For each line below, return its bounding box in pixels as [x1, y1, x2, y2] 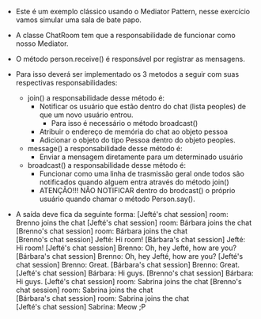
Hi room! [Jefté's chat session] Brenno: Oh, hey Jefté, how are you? [15, 243, 237, 253]
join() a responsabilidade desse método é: [27, 93, 165, 102]
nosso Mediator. [15, 39, 69, 48]
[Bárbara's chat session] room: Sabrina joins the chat [15, 294, 190, 303]
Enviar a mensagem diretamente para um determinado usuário [39, 152, 244, 161]
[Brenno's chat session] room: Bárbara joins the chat [15, 226, 188, 236]
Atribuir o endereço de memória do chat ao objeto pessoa [39, 127, 228, 136]
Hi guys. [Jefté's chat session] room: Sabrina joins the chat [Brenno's [15, 277, 243, 286]
